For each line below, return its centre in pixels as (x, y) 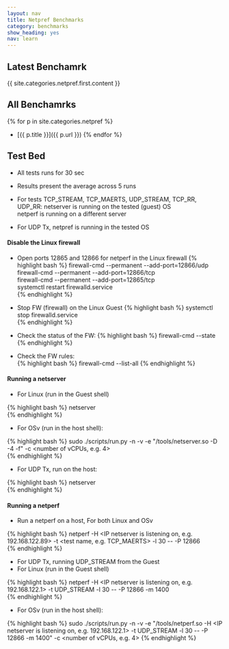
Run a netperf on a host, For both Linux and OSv (85, 521)
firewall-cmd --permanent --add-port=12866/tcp (86, 272)
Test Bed (26, 156)
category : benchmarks (38, 26)
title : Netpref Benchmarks (45, 20)
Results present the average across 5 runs (77, 186)
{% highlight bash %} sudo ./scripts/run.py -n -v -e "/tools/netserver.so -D (112, 441)
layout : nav (24, 13)
